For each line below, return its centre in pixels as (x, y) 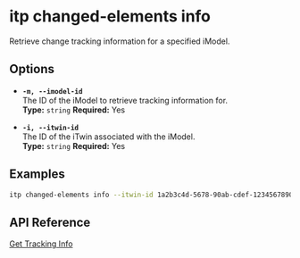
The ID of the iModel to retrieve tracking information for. (125, 100)
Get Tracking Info (41, 244)
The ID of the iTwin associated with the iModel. (108, 137)
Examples (37, 175)
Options (32, 69)
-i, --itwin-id (50, 128)
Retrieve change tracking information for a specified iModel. (120, 41)
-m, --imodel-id (52, 91)
